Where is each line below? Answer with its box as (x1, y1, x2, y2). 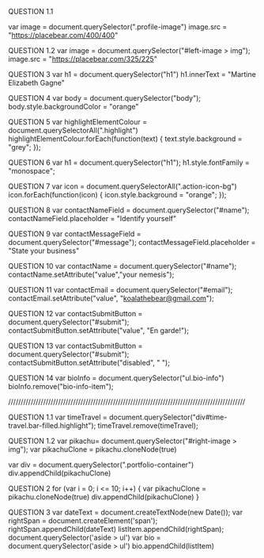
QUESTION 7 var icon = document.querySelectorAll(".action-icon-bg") (8, 182, 237, 191)
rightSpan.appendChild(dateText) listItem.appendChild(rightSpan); (8, 525, 224, 533)
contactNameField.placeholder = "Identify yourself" (8, 214, 177, 223)
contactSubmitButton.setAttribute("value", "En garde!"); (8, 326, 190, 335)
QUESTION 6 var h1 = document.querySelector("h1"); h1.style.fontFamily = (8, 158, 251, 167)
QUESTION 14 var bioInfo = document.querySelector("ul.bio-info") (8, 373, 224, 383)
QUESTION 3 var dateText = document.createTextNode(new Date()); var (8, 507, 243, 517)
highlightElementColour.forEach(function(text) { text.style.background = (8, 134, 243, 143)
